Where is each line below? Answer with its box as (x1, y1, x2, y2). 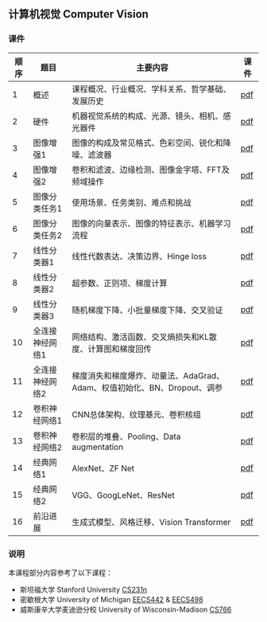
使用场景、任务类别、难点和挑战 (71, 197, 192, 208)
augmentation (71, 441, 124, 452)
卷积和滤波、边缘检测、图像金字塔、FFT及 (71, 164, 230, 175)
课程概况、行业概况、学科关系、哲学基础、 (71, 83, 231, 94)
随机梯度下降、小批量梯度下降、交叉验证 (71, 304, 223, 315)
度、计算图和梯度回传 (71, 343, 152, 354)
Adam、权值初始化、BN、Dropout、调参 (71, 381, 223, 393)
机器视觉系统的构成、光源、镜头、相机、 (71, 110, 223, 121)
